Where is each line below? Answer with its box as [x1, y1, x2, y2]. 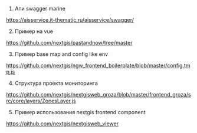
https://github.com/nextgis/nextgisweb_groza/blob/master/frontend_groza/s [6, 91, 191, 98]
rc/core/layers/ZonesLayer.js [6, 97, 76, 104]
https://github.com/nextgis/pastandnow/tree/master [6, 39, 133, 46]
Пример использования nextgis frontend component [14, 109, 146, 115]
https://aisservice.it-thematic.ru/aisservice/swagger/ [6, 16, 134, 23]
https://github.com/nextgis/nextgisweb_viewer [6, 120, 119, 127]
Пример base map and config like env [14, 51, 108, 58]
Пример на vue [14, 28, 53, 35]
